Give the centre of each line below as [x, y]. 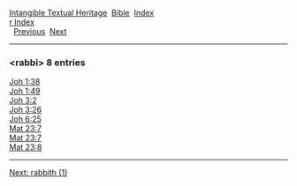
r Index [22, 22]
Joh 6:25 [26, 119]
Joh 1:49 [25, 91]
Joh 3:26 [26, 110]
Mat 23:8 [26, 147]
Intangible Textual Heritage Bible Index [82, 13]
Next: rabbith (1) [38, 173]
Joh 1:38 [25, 82]
